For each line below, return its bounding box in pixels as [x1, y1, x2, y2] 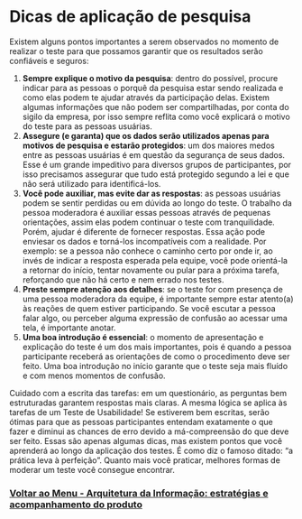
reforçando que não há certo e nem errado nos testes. [22, 273, 224, 285]
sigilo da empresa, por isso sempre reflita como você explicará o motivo [22, 111, 290, 122]
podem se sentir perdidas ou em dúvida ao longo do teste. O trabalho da [22, 197, 293, 209]
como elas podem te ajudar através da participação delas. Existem [22, 92, 270, 103]
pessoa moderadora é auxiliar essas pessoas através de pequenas [22, 207, 271, 218]
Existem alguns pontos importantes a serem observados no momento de [9, 36, 279, 47]
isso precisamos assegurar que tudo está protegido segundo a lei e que [22, 169, 290, 180]
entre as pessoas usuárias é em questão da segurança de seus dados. [22, 149, 286, 160]
